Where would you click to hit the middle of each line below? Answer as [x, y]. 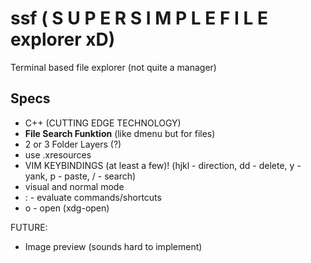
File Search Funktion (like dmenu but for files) [120, 133]
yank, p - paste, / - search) [80, 176]
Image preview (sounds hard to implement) [113, 246]
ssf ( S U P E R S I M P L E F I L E [139, 18]
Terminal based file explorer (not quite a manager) [113, 67]
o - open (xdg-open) [67, 208]
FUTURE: [29, 227]
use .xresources [58, 154]
